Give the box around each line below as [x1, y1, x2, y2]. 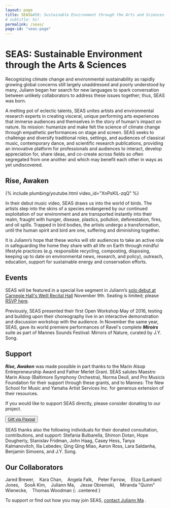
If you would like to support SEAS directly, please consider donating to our [5, 400, 161, 406]
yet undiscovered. [5, 162, 43, 168]
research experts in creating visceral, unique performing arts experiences [5, 113, 159, 119]
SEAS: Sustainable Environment [5, 48, 143, 60]
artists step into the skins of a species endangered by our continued [5, 205, 148, 212]
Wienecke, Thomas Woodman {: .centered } [5, 488, 100, 494]
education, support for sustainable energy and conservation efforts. [5, 259, 147, 265]
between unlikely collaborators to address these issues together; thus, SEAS [5, 92, 165, 98]
